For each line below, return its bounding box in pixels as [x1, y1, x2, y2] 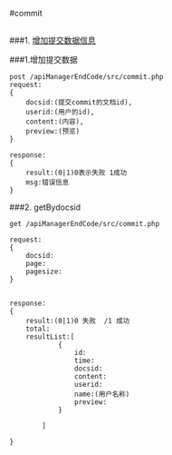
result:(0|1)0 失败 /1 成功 [25, 317, 130, 326]
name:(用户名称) [73, 390, 130, 399]
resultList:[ [25, 332, 75, 341]
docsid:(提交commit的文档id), [25, 98, 133, 107]
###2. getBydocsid [9, 202, 81, 213]
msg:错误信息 [25, 178, 70, 187]
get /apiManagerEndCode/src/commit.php [9, 220, 160, 229]
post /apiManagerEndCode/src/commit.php [9, 73, 165, 82]
